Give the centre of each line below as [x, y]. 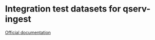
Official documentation [28, 32]
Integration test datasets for [63, 9]
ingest [18, 19]
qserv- [136, 9]
